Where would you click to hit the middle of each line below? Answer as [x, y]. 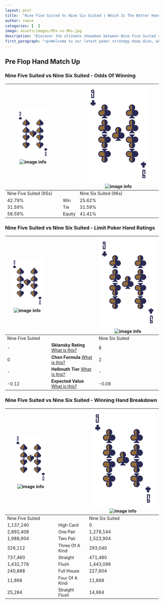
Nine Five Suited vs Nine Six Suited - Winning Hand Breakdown [81, 400]
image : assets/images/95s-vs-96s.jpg [43, 31]
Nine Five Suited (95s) [30, 194]
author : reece [20, 21]
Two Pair [67, 538]
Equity [69, 214]
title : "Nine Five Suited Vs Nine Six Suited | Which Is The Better [77, 15]
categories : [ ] [23, 26]
